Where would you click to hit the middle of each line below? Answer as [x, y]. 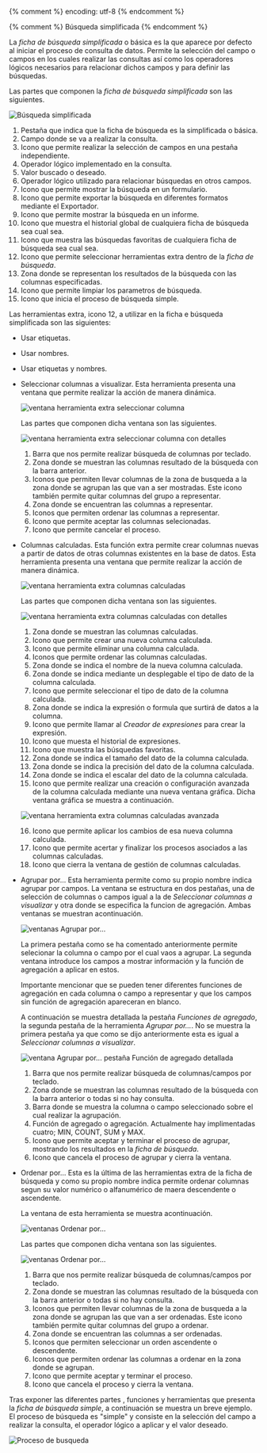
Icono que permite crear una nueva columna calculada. [122, 640]
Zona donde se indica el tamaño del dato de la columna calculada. [140, 758]
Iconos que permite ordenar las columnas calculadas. [120, 657]
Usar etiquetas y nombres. [64, 369]
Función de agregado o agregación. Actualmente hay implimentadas [144, 1124]
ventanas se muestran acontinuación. [82, 914]
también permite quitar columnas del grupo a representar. [126, 496]
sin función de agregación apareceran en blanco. [101, 1002]
